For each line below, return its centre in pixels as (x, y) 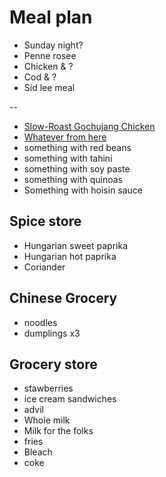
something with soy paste (77, 168)
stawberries (48, 388)
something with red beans (77, 147)
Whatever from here (65, 137)
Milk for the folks (58, 431)
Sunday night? (53, 45)
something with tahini (68, 158)
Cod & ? (40, 77)
